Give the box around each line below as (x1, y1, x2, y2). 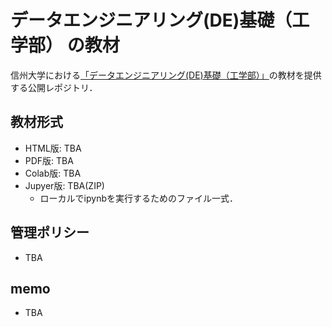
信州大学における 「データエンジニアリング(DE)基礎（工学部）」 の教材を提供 (10, 69, 322, 81)
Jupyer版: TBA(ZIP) (24, 179, 105, 191)
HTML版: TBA (24, 142, 82, 154)
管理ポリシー (10, 224, 90, 241)
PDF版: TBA (24, 154, 74, 166)
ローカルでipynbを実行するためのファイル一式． (39, 192, 238, 204)
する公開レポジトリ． (10, 81, 98, 93)
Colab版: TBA (24, 167, 82, 179)
